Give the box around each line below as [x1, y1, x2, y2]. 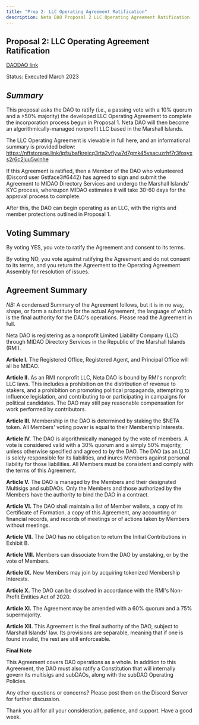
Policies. [6, 677, 27, 684]
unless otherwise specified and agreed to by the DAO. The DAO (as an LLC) [6, 448, 191, 455]
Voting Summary [6, 228, 70, 238]
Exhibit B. [6, 539, 30, 547]
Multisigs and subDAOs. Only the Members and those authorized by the [6, 485, 182, 492]
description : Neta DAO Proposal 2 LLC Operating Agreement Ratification [6, 14, 190, 20]
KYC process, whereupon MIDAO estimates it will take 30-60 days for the [6, 186, 186, 194]
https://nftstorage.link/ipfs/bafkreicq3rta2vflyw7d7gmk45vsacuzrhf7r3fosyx [6, 150, 193, 157]
